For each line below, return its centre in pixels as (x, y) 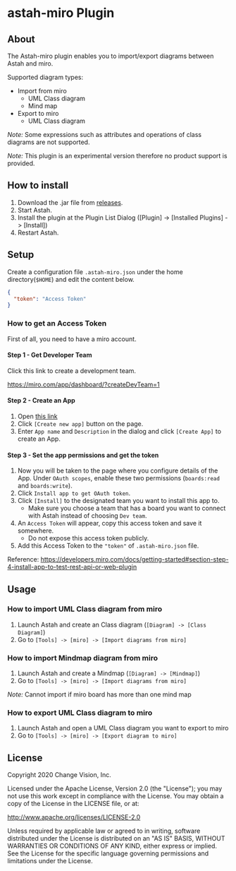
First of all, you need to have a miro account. (72, 339)
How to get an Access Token (57, 324)
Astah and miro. (30, 64)
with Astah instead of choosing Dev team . (87, 516)
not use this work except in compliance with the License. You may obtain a (116, 796)
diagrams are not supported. (49, 142)
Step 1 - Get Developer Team (50, 355)
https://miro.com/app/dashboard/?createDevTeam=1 (83, 384)
